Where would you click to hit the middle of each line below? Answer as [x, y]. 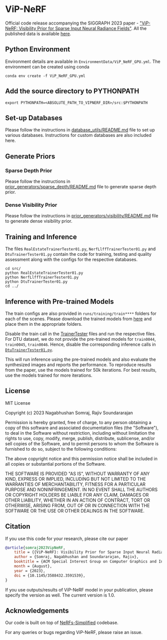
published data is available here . [38, 33]
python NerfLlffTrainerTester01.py [42, 278]
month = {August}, [33, 566]
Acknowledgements [37, 611]
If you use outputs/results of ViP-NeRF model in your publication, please [79, 590]
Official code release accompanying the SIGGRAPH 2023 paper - [72, 23]
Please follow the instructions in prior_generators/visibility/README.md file [82, 216]
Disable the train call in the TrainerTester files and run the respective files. [81, 334]
